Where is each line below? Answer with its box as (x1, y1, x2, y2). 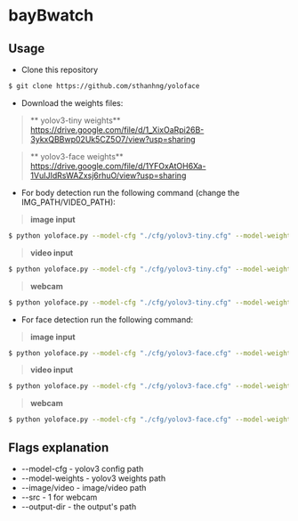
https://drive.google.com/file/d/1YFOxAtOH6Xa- (29, 160, 206, 171)
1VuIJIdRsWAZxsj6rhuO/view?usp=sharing (29, 170, 187, 181)
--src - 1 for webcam (20, 492, 98, 502)
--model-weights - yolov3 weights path (20, 473, 166, 484)
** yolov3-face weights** (29, 151, 124, 161)
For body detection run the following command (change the (20, 187, 240, 198)
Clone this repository (20, 64, 99, 75)
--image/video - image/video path (20, 482, 147, 493)
